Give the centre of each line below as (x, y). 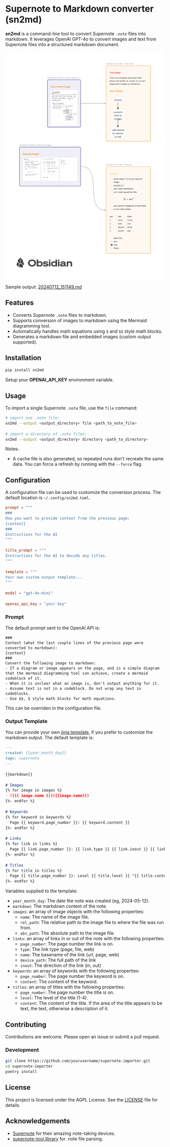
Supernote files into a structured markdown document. (62, 44)
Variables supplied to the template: (41, 891)
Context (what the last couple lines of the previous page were (74, 643)
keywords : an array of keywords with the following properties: (76, 971)
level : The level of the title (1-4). (54, 998)
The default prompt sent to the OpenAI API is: (53, 628)
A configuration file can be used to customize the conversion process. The (83, 492)
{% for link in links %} (31, 844)
